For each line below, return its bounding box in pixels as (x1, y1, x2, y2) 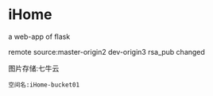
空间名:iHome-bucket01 (8, 81, 80, 89)
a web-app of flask (8, 32, 71, 41)
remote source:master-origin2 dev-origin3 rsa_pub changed (8, 47, 205, 56)
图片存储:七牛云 (8, 63, 60, 73)
